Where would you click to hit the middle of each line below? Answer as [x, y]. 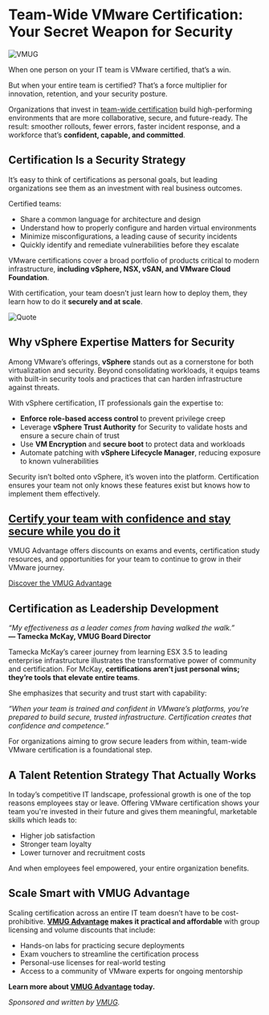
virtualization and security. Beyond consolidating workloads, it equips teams [134, 370]
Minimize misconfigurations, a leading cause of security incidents [128, 236]
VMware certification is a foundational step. [80, 750]
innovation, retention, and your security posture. [88, 93]
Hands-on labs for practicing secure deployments [102, 945]
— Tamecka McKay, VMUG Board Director [79, 637]
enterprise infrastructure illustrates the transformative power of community [132, 661]
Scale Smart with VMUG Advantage [99, 893]
